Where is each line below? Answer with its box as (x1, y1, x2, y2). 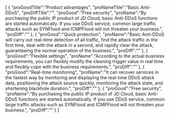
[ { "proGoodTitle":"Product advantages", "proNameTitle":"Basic (5, 5, 140, 10)
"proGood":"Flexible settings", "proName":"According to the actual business (5, 53, 165, 59)
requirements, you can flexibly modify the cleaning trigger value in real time (5, 58, 163, 64)
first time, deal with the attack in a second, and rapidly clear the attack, (5, 42, 154, 48)
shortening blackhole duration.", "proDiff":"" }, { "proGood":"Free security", (5, 85, 162, 91)
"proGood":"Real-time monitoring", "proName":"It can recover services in (5, 69, 159, 75)
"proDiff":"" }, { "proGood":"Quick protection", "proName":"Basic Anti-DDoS (5, 32, 165, 37)
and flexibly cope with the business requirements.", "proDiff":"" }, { (5, 64, 145, 70)
